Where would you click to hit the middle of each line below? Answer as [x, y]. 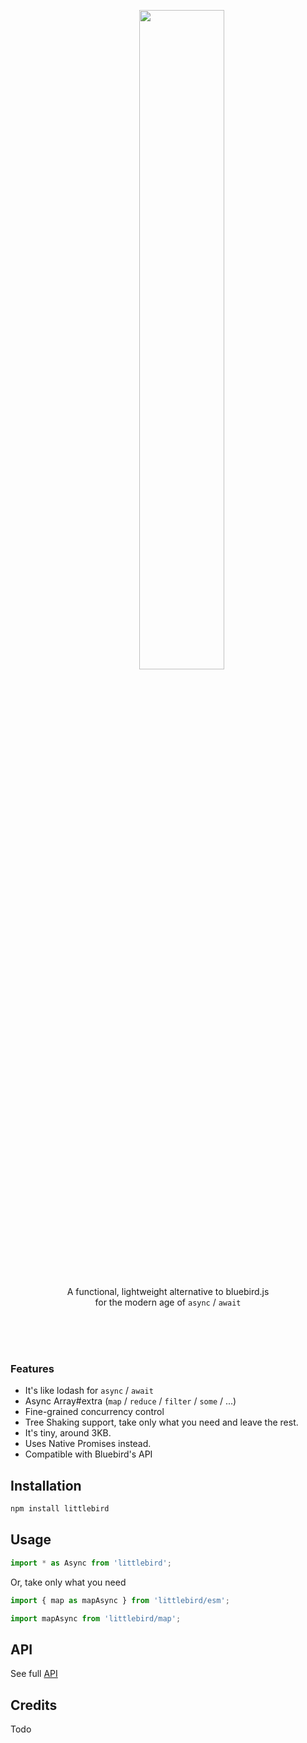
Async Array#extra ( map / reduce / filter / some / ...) [130, 1401]
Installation [46, 1485]
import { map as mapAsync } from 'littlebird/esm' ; [120, 1600]
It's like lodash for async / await [89, 1391]
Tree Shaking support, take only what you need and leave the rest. [161, 1422]
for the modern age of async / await [168, 1302]
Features [32, 1368]
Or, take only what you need [68, 1582]
